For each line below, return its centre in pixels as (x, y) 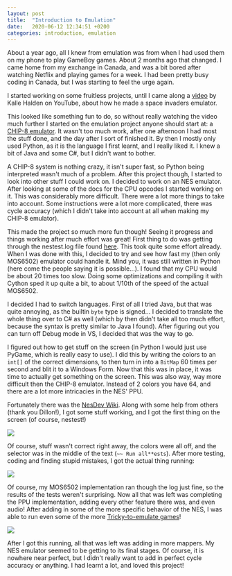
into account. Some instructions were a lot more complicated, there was (110, 204)
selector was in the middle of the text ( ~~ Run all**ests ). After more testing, (116, 454)
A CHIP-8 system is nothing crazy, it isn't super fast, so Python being (106, 167)
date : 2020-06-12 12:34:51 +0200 (59, 26)
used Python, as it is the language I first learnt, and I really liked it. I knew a (114, 146)
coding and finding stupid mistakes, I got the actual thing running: (101, 461)
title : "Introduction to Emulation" (62, 20)
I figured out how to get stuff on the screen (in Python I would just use (107, 347)
